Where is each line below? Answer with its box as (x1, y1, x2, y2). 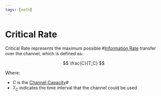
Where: (5, 70, 20, 76)
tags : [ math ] (5, 7, 32, 12)
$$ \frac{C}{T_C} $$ (63, 60, 105, 66)
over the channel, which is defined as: (5, 50, 83, 56)
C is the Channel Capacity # (12, 79, 69, 85)
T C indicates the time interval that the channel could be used (12, 85, 137, 92)
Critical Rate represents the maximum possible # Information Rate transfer (5, 45, 156, 51)
